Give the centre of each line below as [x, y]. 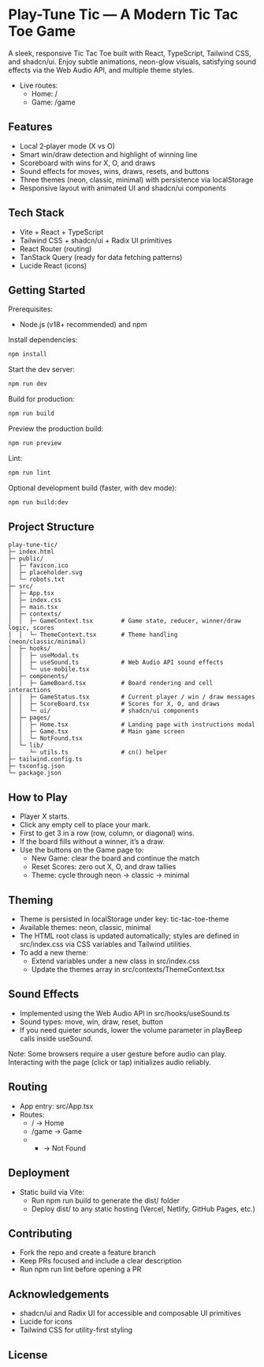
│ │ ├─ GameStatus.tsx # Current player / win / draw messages [132, 697]
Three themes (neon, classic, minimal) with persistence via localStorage [136, 179]
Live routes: [39, 85]
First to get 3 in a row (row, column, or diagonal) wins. [107, 833]
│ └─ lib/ [26, 746]
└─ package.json [35, 773]
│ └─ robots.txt [37, 580]
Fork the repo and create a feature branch [87, 1252]
